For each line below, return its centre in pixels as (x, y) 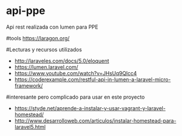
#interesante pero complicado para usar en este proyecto (75, 97)
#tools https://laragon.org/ (38, 38)
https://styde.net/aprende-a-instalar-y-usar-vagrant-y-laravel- (90, 108)
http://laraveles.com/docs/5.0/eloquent (62, 61)
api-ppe (26, 11)
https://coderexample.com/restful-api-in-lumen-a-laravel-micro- (92, 79)
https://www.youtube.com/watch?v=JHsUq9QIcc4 (76, 73)
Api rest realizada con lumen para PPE (52, 27)
